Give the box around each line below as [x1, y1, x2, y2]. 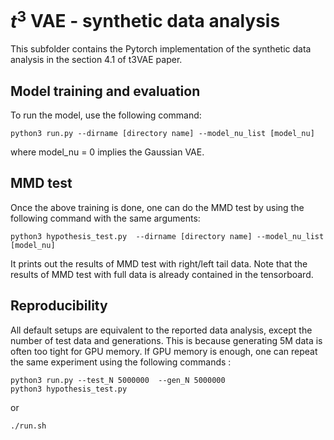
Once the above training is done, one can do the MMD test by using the [10, 201, 305, 213]
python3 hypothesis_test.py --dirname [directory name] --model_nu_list [10, 231, 325, 241]
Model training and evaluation [10, 82, 201, 100]
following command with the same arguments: [10, 212, 201, 224]
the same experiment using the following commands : [10, 356, 232, 368]
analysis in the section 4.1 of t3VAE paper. [10, 54, 183, 66]
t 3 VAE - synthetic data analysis [10, 6, 281, 33]
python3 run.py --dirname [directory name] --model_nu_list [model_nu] [10, 129, 315, 139]
